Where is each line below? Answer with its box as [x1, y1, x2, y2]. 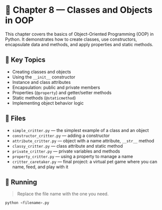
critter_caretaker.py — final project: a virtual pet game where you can [12, 158, 158, 164]
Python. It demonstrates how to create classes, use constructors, [5, 36, 137, 42]
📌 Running [5, 178, 37, 186]
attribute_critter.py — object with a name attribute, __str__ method [12, 137, 155, 144]
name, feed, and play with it [12, 164, 69, 170]
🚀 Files [5, 114, 26, 123]
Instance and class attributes [12, 79, 71, 85]
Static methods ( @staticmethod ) [12, 95, 76, 101]
